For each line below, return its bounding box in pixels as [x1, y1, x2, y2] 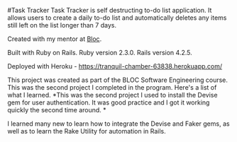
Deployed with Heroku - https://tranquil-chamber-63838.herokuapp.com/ [7, 62, 223, 70]
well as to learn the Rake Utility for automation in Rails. [7, 127, 167, 135]
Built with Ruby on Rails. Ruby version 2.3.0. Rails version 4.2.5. [7, 49, 193, 57]
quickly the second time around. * [7, 106, 106, 114]
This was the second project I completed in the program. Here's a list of [7, 83, 217, 91]
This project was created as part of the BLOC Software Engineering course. [7, 76, 228, 84]
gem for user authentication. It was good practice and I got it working [7, 98, 210, 107]
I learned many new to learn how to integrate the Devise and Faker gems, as [7, 119, 230, 128]
